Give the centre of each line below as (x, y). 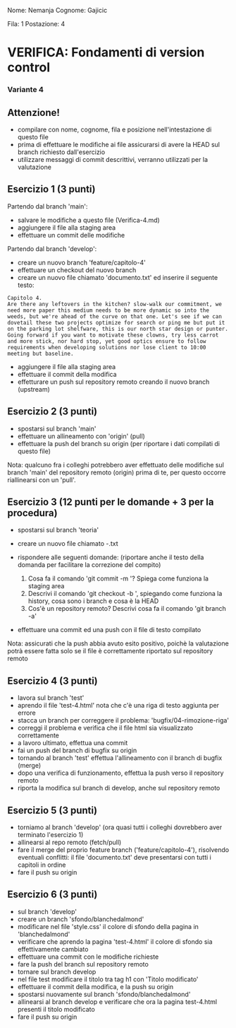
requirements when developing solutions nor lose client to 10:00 (107, 347)
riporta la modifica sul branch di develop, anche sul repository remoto (119, 788)
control (29, 68)
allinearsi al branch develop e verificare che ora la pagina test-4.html (117, 1001)
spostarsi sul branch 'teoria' (58, 530)
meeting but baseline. (41, 354)
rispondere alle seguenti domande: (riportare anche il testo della (111, 557)
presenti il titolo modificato (56, 1009)
